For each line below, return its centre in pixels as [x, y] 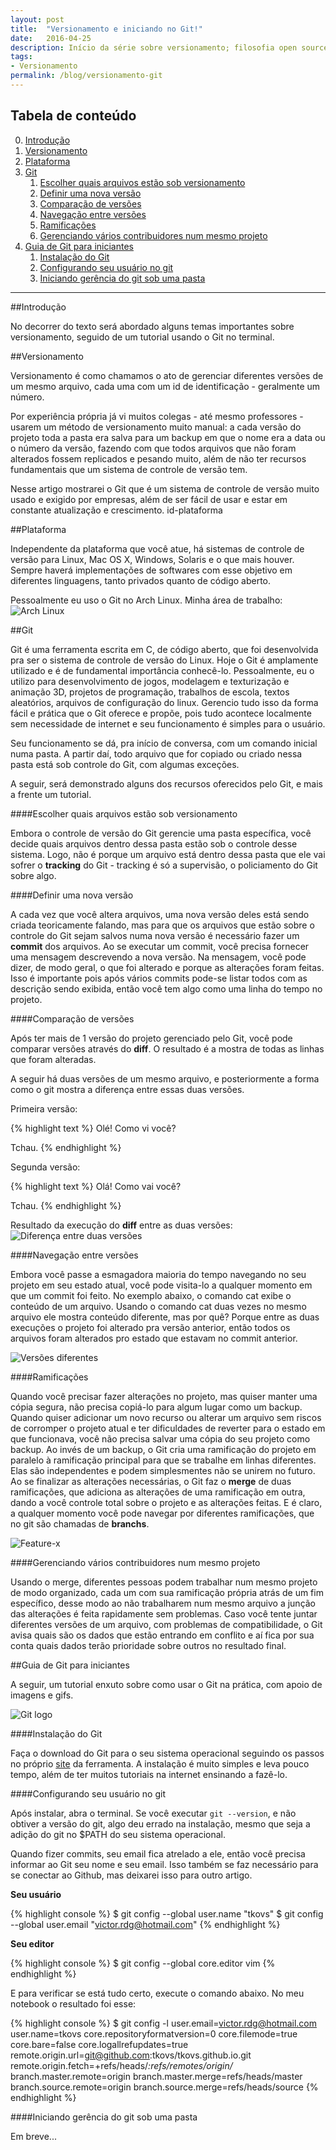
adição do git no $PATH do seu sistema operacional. [118, 1834]
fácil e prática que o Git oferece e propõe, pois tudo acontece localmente [161, 713]
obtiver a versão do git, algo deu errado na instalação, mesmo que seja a [160, 1823]
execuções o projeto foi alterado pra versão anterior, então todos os [150, 1327]
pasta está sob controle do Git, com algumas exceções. [125, 764]
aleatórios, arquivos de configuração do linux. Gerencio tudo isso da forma [164, 702]
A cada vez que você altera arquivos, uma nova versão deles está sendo [160, 914]
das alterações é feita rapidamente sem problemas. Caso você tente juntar [164, 1613]
